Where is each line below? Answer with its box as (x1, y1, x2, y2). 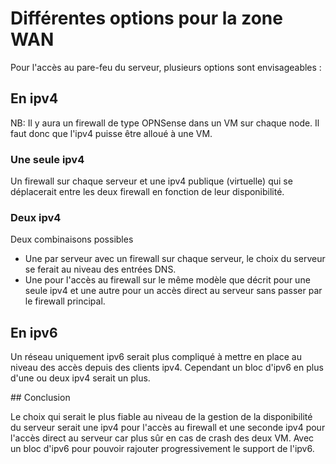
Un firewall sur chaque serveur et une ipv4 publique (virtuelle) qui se (10, 175, 293, 187)
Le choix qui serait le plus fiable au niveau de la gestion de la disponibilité (10, 411, 313, 423)
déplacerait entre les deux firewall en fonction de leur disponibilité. (10, 186, 285, 198)
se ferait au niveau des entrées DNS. (24, 263, 177, 276)
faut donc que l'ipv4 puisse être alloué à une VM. (10, 127, 213, 139)
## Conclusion (10, 392, 71, 404)
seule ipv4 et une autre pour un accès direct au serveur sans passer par (24, 285, 323, 297)
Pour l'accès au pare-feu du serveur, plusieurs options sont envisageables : (10, 61, 322, 73)
